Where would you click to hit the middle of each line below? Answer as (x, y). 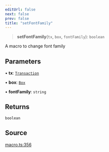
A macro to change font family (35, 46)
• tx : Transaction (22, 73)
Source (16, 133)
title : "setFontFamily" (29, 23)
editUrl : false (20, 9)
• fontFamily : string (26, 92)
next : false (17, 14)
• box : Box (15, 82)
